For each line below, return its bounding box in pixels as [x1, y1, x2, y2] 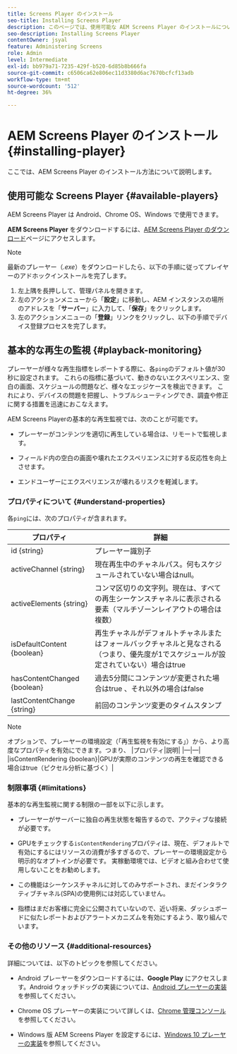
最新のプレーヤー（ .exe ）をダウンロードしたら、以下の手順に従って [7, 262, 205, 271]
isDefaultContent [11, 639, 67, 649]
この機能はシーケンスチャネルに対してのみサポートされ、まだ [17, 880, 197, 889]
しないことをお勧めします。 [23, 866, 104, 874]
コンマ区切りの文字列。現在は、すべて [95, 583, 221, 593]
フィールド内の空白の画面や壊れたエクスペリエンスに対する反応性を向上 [17, 453, 227, 462]
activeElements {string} [11, 598, 88, 608]
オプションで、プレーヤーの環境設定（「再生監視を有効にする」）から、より [7, 737, 224, 745]
